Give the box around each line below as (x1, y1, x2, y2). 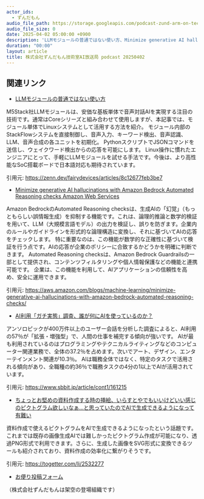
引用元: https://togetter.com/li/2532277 (6, 460, 104, 467)
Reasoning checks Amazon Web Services (15, 192, 120, 200)
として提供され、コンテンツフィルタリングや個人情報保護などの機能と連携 (11, 259, 198, 266)
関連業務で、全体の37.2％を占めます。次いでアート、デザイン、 (22, 348, 180, 355)
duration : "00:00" (6, 43, 53, 49)
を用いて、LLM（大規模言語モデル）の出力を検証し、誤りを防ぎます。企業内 (6, 220, 197, 228)
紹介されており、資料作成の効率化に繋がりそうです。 (22, 447, 155, 455)
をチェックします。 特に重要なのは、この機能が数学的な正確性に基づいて (6, 236, 188, 243)
